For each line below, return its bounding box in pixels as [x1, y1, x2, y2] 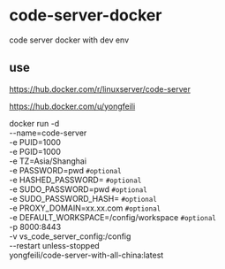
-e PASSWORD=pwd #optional [9, 165, 122, 175]
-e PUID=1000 [9, 136, 62, 147]
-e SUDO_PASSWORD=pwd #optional [9, 183, 147, 195]
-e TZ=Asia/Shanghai [9, 156, 86, 166]
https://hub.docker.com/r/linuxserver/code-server [9, 83, 191, 94]
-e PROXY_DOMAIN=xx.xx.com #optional [9, 203, 161, 213]
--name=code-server [9, 127, 87, 138]
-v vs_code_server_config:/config [9, 231, 131, 242]
